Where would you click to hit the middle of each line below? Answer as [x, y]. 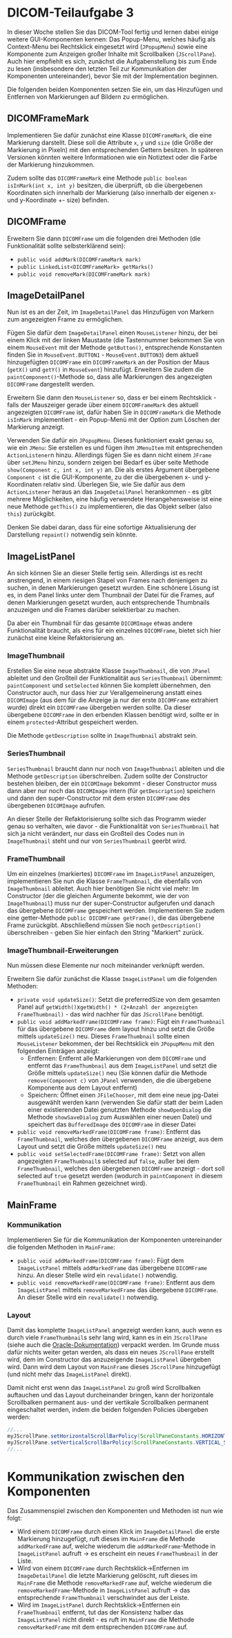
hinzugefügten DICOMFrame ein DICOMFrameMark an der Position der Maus [108, 362]
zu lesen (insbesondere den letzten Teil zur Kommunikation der [97, 68]
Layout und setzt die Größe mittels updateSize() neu [92, 1146]
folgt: [14, 1518]
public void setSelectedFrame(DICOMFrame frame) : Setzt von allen [111, 1154]
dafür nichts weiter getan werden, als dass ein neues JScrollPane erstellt [111, 1352]
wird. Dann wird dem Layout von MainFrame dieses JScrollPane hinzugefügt [114, 1367]
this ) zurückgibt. [31, 514]
